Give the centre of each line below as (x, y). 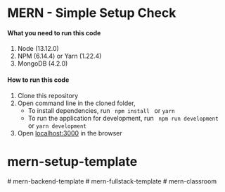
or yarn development (57, 126)
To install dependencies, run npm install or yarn (101, 110)
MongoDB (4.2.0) (43, 64)
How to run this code (38, 80)
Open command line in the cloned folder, (76, 103)
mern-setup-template (72, 161)
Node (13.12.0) (38, 49)
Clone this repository (48, 95)
